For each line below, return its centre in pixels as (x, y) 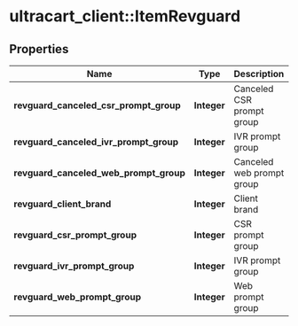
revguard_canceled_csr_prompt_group (98, 105)
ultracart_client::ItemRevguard (125, 16)
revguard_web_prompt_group (78, 297)
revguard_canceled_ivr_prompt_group (96, 142)
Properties (39, 49)
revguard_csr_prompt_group (75, 235)
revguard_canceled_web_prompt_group (100, 173)
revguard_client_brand (63, 204)
